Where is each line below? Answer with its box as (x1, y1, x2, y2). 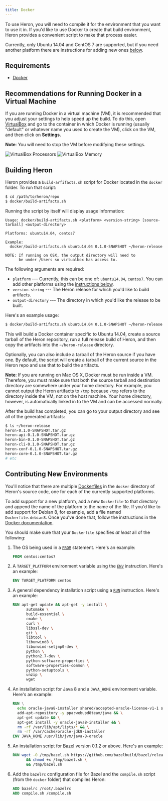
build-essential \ (26, 612, 65, 617)
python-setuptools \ (26, 667, 69, 673)
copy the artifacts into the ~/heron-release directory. (5, 341, 114, 348)
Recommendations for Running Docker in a (5, 89, 142, 98)
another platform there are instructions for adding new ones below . (5, 47, 144, 53)
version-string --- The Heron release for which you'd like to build (12, 286, 149, 292)
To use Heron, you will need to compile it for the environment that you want (5, 21, 161, 27)
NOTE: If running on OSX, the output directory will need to (5, 253, 136, 258)
